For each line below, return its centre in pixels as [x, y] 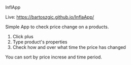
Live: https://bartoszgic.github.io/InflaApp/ [50, 17]
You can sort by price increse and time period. [54, 57]
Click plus [23, 37]
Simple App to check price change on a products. [57, 27]
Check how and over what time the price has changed [69, 47]
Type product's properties [40, 42]
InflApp [13, 7]
